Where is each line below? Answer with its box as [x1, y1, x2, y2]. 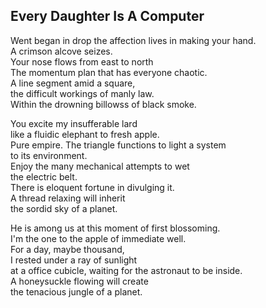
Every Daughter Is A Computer [10, 8, 205, 25]
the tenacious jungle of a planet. [10, 285, 143, 298]
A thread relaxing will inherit [10, 192, 126, 204]
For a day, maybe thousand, [10, 243, 125, 255]
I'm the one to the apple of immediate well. [10, 232, 187, 244]
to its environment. [10, 149, 88, 161]
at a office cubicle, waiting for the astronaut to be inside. [10, 264, 243, 276]
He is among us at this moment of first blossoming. [10, 222, 221, 234]
